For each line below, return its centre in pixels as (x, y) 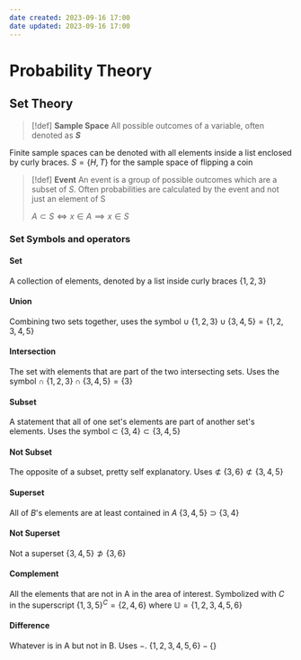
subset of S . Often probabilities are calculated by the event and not (155, 189)
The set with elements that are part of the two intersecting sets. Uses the (145, 372)
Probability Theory (81, 71)
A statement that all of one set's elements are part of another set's (132, 422)
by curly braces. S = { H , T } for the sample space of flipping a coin (131, 162)
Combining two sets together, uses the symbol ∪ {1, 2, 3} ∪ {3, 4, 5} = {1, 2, (146, 321)
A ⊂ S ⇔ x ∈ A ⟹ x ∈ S (80, 216)
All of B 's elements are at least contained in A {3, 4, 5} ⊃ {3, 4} (124, 512)
